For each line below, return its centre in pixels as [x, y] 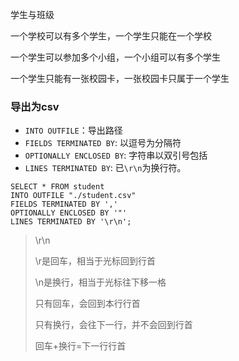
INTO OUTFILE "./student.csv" [73, 196]
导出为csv [35, 106]
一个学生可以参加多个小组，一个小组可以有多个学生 [115, 57]
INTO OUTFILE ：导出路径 [73, 130]
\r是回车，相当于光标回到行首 [95, 261]
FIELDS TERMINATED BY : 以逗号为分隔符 [103, 143]
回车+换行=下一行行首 [80, 346]
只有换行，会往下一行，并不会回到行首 [113, 325]
